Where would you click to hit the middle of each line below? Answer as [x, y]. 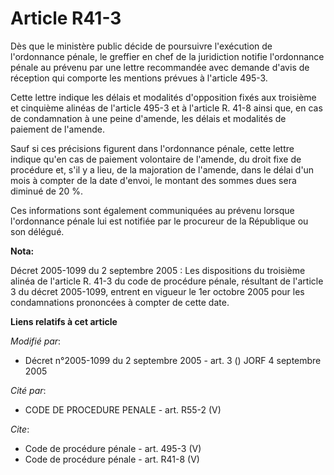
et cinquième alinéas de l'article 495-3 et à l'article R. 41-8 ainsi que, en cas [166, 108]
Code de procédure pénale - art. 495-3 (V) [113, 448]
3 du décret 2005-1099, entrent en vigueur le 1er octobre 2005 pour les [157, 291]
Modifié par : [36, 341]
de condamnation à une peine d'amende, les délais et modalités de [148, 118]
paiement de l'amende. [57, 129]
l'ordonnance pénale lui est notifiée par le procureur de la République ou [159, 221]
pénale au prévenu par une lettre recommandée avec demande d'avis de [160, 67]
